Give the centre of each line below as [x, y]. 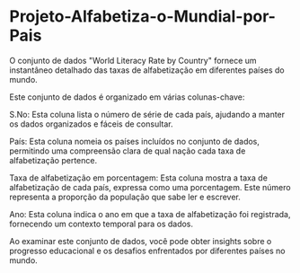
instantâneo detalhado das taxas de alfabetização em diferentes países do [147, 70]
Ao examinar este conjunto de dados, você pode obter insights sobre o [141, 241]
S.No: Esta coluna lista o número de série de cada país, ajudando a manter [147, 114]
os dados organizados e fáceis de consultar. [91, 124]
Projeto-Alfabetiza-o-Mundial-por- [143, 17]
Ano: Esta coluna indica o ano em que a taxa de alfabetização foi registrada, [150, 214]
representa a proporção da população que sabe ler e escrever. [125, 197]
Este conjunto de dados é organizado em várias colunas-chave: [127, 97]
